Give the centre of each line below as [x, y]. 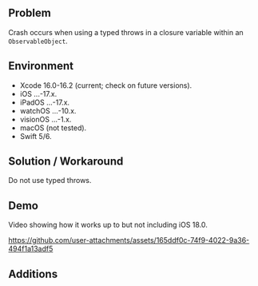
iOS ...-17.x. [38, 93]
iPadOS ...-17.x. [45, 102]
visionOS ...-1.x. [46, 119]
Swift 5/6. [36, 136]
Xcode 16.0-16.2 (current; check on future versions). [106, 85]
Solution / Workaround [66, 162]
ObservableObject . [38, 41]
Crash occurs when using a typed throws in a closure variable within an [126, 32]
